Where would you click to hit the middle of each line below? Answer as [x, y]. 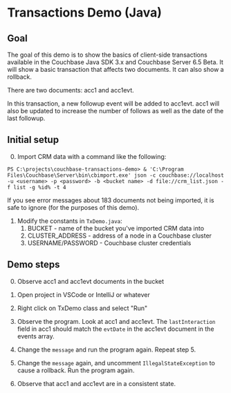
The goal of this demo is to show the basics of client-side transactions [107, 55]
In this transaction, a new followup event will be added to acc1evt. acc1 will [113, 104]
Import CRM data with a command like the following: [92, 156]
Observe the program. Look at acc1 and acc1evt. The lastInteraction [116, 321]
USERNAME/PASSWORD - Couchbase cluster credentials [109, 242]
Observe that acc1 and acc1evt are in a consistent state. [96, 383]
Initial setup [33, 140]
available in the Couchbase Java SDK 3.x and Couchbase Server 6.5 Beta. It [115, 62]
